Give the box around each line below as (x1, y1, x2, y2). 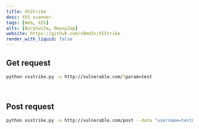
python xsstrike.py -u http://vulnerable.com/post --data (6, 117, 152, 123)
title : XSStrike (6, 8, 46, 15)
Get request (6, 58, 51, 68)
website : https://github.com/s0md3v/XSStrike (6, 31, 120, 37)
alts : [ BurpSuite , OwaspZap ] (6, 25, 78, 31)
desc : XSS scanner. (6, 14, 54, 20)
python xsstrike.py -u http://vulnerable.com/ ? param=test (6, 73, 152, 80)
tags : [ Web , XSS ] (6, 20, 49, 25)
